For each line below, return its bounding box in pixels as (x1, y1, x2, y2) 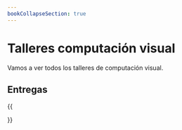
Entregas (7, 83, 48, 95)
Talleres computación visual (7, 40, 176, 56)
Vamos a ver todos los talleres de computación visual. (7, 64, 164, 72)
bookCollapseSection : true (7, 10, 86, 17)
